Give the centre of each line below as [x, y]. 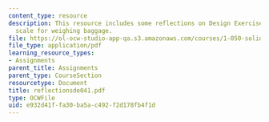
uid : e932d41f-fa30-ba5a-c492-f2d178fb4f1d [82, 105]
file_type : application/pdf [55, 46]
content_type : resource [48, 16]
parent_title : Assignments [53, 68]
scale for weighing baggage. [64, 31]
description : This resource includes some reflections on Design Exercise [136, 23]
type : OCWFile [32, 98]
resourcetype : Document [48, 83]
